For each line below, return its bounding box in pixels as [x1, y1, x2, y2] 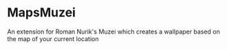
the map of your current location [7, 34, 99, 42]
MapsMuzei [7, 5, 76, 21]
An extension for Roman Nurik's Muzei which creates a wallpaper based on [7, 27, 220, 36]
